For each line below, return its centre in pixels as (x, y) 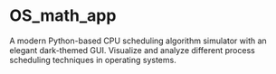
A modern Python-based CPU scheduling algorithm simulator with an (138, 41)
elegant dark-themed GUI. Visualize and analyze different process (132, 50)
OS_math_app (63, 16)
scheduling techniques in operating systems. (93, 60)
